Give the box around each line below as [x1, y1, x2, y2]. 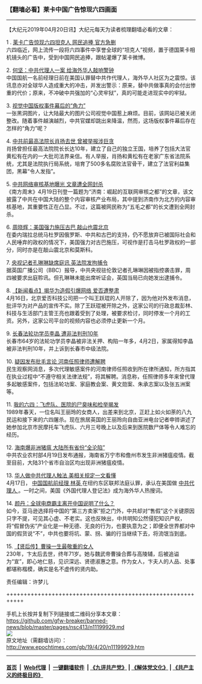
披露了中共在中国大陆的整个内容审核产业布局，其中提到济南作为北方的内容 [6, 196, 191, 203]
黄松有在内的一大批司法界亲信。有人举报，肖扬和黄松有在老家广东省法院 [6, 153, 185, 160]
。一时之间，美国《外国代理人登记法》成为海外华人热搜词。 [17, 487, 166, 494]
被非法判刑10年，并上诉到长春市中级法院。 [6, 345, 112, 353]
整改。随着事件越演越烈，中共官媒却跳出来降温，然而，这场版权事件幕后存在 [6, 117, 196, 124]
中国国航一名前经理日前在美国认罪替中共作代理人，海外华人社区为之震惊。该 [6, 74, 196, 82]
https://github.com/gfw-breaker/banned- [6, 617, 108, 624]
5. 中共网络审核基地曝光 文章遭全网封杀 [6, 181, 103, 188]
